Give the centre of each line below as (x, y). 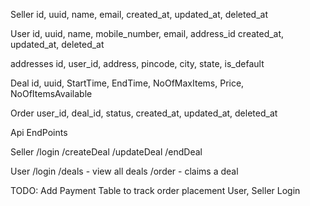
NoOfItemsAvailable (51, 93)
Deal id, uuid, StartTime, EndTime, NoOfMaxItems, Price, (127, 83)
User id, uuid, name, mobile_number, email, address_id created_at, (147, 33)
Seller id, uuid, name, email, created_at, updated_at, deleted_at (139, 14)
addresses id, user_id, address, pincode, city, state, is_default (137, 63)
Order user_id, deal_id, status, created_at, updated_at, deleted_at (144, 113)
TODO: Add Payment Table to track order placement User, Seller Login (155, 190)
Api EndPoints (39, 132)
